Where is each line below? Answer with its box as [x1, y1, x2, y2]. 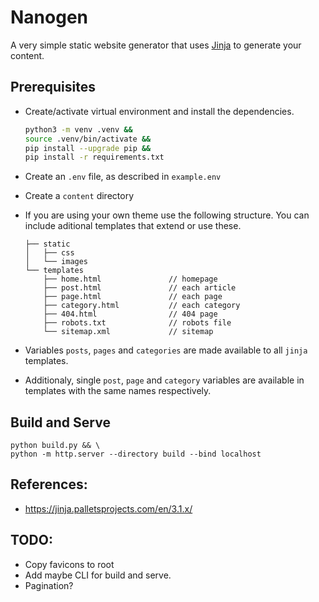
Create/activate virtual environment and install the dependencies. [24, 105, 295, 117]
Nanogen [10, 6, 89, 29]
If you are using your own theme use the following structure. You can [24, 209, 310, 221]
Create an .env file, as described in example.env [24, 171, 222, 183]
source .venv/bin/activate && [24, 134, 152, 144]
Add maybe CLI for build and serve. [24, 569, 172, 581]
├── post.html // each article [43, 283, 237, 293]
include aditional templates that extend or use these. [24, 220, 242, 232]
